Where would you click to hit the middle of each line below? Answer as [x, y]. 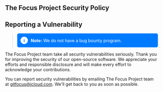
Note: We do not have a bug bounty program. [76, 40]
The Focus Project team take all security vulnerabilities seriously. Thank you [81, 54]
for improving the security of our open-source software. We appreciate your [81, 60]
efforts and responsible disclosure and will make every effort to [68, 64]
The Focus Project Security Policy [57, 8]
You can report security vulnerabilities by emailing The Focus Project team [79, 79]
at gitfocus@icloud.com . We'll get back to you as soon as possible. [72, 84]
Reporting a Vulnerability [44, 24]
